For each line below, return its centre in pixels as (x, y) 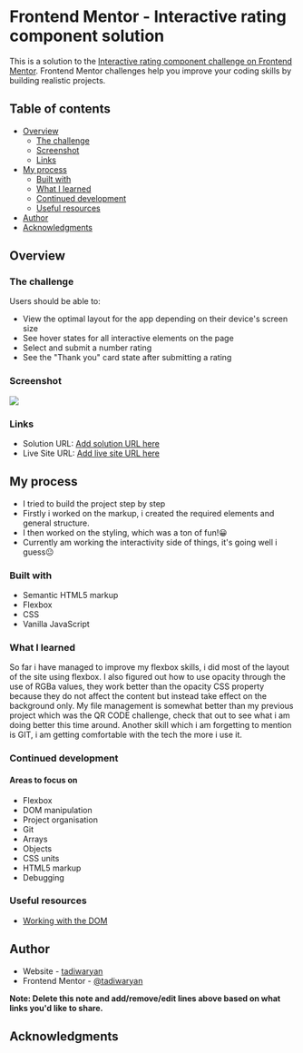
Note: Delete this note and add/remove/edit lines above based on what (145, 998)
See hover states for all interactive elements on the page (128, 339)
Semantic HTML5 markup (70, 595)
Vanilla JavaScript (56, 625)
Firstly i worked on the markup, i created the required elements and (148, 513)
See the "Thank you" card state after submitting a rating (127, 358)
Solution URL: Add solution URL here (91, 444)
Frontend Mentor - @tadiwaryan (83, 980)
